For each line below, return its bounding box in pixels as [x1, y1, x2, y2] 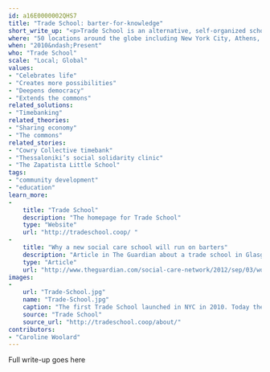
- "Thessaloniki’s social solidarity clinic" [8, 153, 163, 161]
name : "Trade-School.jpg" [22, 296, 110, 304]
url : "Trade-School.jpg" [22, 288, 106, 296]
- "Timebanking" [8, 109, 63, 117]
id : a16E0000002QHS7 [8, 11, 78, 20]
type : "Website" [22, 221, 78, 229]
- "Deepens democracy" [8, 86, 84, 95]
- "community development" [8, 176, 99, 185]
